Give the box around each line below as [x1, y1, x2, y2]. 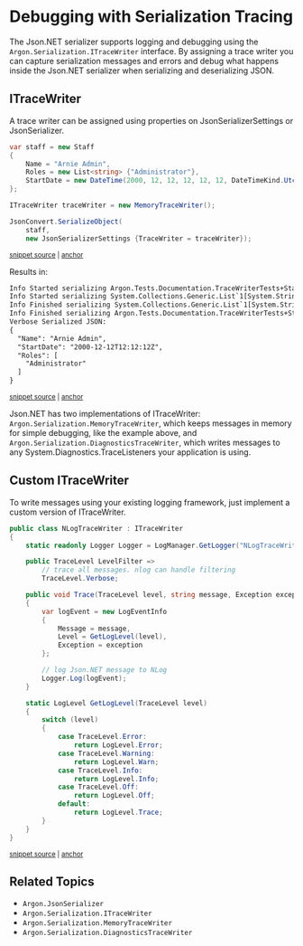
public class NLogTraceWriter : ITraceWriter [9, 524, 183, 533]
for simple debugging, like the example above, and [9, 428, 197, 438]
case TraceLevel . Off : [57, 782, 140, 792]
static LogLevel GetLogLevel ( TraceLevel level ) [25, 698, 207, 707]
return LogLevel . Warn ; [73, 757, 160, 766]
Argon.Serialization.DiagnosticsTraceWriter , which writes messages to [9, 437, 281, 448]
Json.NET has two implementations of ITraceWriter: [9, 409, 201, 419]
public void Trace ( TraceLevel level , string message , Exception [25, 591, 272, 600]
